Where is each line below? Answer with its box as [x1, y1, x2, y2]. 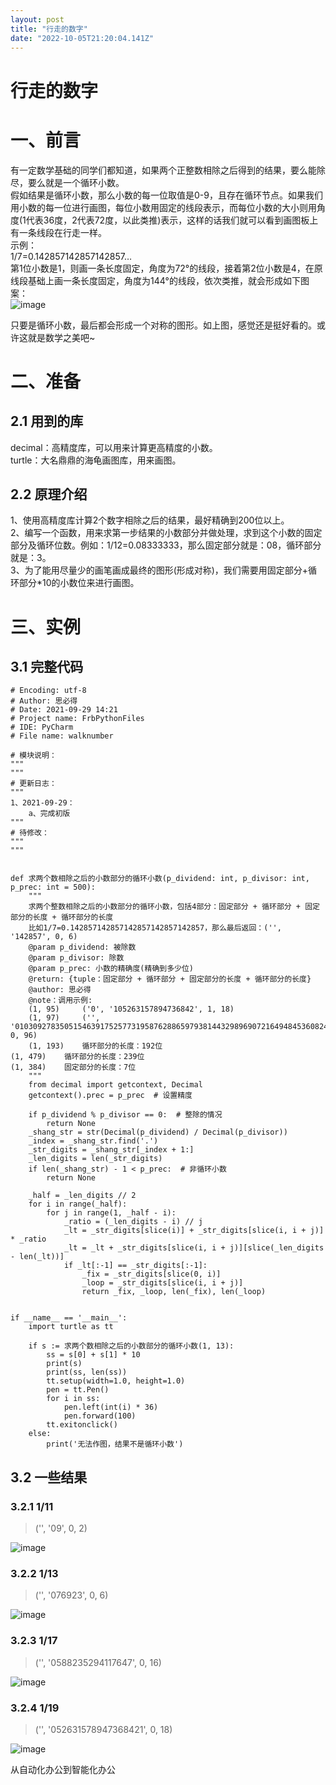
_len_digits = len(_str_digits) [28, 1154, 163, 1164]
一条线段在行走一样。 [18, 226, 107, 238]
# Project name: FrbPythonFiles [10, 714, 145, 724]
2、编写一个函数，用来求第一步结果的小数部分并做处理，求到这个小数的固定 [10, 527, 323, 539]
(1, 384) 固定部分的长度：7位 [10, 1062, 137, 1073]
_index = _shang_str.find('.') [28, 1136, 159, 1146]
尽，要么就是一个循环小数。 [10, 176, 125, 188]
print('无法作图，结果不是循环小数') [46, 1439, 184, 1450]
